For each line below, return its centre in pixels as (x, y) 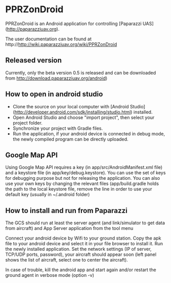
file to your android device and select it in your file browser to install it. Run (84, 244)
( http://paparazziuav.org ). (33, 29)
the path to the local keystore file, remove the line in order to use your (79, 189)
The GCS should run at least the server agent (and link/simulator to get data (85, 223)
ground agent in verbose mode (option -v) (50, 275)
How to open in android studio (54, 94)
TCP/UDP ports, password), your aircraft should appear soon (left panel (81, 254)
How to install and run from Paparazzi (67, 210)
